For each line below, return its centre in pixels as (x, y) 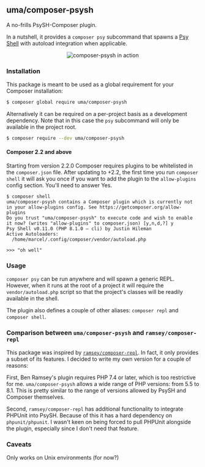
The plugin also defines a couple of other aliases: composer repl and (92, 311)
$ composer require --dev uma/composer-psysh (65, 138)
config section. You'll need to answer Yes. (59, 185)
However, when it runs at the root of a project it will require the (85, 285)
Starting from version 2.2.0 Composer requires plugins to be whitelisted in (100, 166)
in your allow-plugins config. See (52, 207)
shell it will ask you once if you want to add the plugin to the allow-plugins (101, 179)
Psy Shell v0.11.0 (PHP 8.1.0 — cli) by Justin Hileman (79, 229)
